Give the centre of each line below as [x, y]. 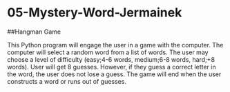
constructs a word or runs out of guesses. [67, 81]
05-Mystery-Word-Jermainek [95, 13]
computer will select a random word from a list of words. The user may [108, 52]
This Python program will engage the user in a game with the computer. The [115, 45]
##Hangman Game [34, 32]
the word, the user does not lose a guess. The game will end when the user [114, 74]
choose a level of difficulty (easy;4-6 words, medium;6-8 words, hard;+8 [111, 59]
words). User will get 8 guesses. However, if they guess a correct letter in [112, 67]
